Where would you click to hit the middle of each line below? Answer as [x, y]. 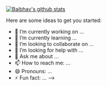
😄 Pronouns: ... [33, 71]
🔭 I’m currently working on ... [49, 32]
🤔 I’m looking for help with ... [49, 50]
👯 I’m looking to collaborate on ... [54, 44]
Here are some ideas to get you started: [54, 20]
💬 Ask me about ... [37, 56]
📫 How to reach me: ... [42, 63]
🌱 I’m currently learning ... [46, 38]
